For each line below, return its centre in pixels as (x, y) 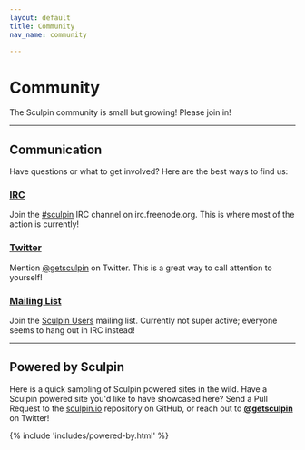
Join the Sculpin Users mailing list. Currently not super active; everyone (143, 321)
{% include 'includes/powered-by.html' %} (89, 435)
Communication (56, 149)
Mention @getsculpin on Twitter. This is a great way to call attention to (141, 268)
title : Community (42, 26)
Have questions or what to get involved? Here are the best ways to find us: (149, 171)
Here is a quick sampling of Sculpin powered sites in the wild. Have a (138, 389)
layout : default (40, 18)
